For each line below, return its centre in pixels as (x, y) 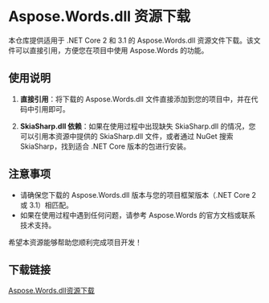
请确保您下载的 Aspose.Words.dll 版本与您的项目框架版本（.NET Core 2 (138, 194)
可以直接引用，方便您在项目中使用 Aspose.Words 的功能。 (112, 50)
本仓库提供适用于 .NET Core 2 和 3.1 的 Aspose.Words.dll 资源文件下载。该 (131, 40)
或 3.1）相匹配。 (47, 205)
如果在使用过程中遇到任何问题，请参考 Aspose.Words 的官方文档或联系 (137, 215)
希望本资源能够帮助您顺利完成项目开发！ (75, 242)
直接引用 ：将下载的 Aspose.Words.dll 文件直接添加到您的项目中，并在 (135, 99)
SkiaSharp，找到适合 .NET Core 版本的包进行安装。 (105, 146)
